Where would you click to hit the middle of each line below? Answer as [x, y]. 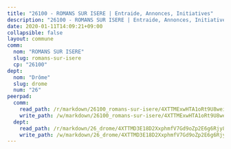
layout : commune [30, 39]
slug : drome [31, 84]
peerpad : [20, 97]
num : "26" [27, 90]
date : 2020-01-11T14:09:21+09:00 [55, 26]
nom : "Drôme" [32, 77]
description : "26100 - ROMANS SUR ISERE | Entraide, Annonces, [100, 20]
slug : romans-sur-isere [47, 58]
